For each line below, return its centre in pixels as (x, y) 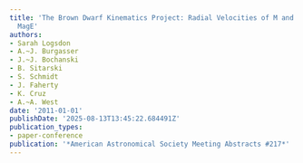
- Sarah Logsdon (40, 43)
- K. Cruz (28, 93)
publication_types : (46, 128)
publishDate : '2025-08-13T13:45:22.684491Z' (95, 119)
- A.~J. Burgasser (44, 52)
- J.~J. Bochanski (44, 60)
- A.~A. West (34, 102)
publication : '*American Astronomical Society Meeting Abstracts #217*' (150, 144)
